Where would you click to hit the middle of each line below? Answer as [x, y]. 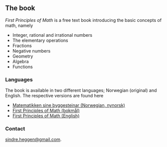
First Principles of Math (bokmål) [46, 111]
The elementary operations [40, 40]
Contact [15, 129]
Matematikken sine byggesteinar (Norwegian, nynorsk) [69, 105]
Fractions [22, 45]
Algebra [20, 61]
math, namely [19, 25]
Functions [23, 67]
